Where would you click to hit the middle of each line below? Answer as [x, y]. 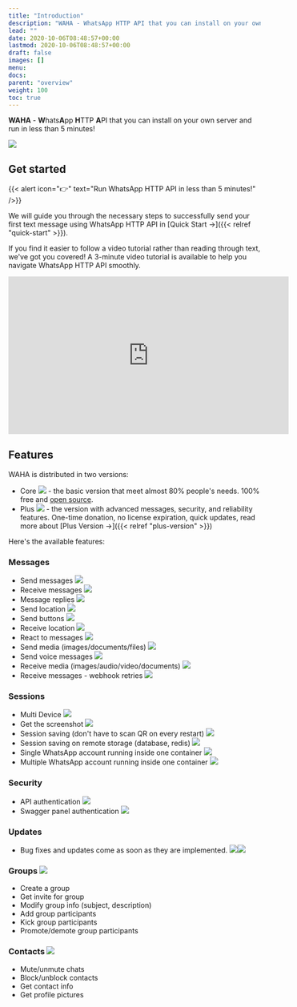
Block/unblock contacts [59, 977]
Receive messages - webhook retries [81, 676]
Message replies [47, 600]
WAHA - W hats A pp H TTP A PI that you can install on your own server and [130, 120]
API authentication [50, 801]
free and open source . [56, 499]
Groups [23, 871]
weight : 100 [28, 90]
